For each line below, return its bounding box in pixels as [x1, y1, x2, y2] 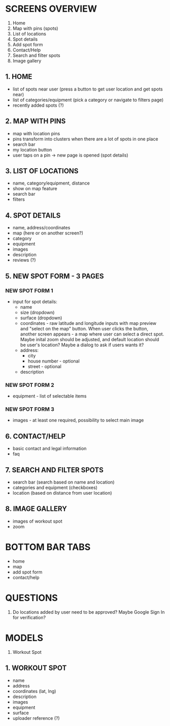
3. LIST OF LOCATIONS [5, 166, 79, 175]
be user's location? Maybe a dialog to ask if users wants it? [20, 342, 144, 348]
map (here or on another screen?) [12, 230, 84, 236]
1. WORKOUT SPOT [5, 664, 67, 673]
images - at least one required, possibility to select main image [12, 417, 144, 423]
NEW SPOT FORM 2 [5, 381, 54, 388]
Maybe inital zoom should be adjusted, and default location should [20, 336, 159, 342]
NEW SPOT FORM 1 [5, 287, 53, 294]
